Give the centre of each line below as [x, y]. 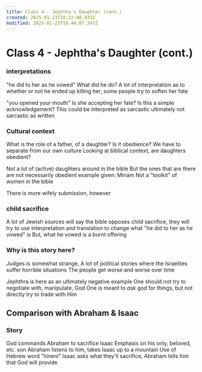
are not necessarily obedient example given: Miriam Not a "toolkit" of [92, 175]
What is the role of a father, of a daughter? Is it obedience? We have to [93, 144]
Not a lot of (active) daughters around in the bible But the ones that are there [101, 169]
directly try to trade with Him [41, 294]
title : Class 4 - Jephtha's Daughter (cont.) [64, 12]
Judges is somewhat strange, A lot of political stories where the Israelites [97, 263]
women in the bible [30, 182]
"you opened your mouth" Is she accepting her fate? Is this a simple [90, 102]
